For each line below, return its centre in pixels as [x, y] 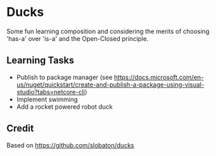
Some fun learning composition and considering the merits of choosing [108, 31]
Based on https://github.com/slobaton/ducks [70, 145]
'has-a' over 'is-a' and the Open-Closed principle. [78, 38]
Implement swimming [47, 99]
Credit [20, 129]
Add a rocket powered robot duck [65, 106]
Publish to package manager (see [64, 77]
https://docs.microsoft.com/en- [159, 77]
